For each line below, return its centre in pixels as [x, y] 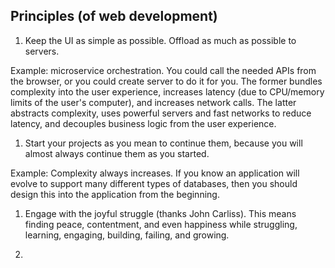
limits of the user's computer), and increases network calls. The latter [153, 102]
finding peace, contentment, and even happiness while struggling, [161, 224]
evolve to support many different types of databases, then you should [154, 183]
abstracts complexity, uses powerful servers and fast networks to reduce [161, 113]
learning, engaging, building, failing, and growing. [127, 235]
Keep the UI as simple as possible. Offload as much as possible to [160, 40]
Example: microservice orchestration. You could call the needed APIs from [163, 70]
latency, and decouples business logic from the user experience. [143, 123]
